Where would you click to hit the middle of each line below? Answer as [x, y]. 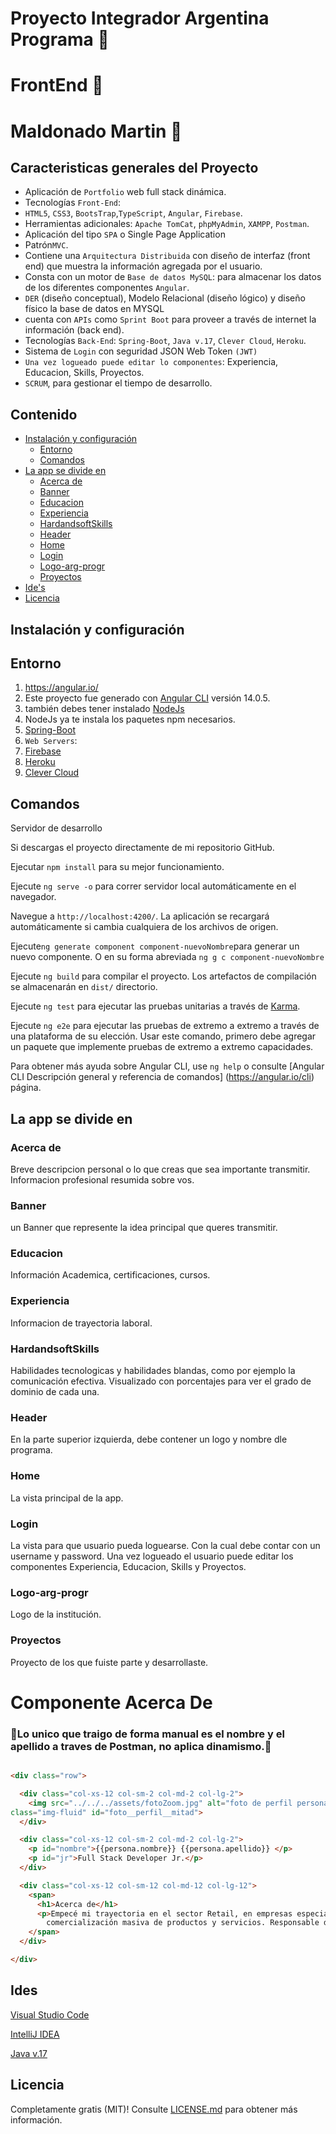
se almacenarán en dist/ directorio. [84, 987]
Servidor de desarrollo [56, 828]
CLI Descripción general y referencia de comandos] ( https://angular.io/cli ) [162, 1077]
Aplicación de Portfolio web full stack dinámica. [125, 192]
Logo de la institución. [56, 1614]
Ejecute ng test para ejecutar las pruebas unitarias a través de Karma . [155, 1006]
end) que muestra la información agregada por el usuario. [143, 266]
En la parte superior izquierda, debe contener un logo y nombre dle [149, 1439]
